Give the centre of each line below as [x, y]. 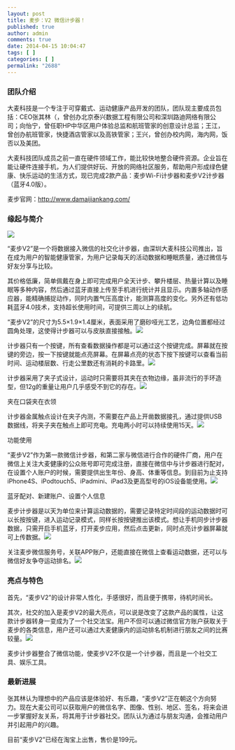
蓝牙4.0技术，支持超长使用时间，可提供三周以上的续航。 [94, 307]
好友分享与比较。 [32, 266]
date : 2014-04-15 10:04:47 [47, 46]
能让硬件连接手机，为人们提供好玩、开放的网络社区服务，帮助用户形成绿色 [114, 167]
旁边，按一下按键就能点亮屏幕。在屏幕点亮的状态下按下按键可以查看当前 [123, 355]
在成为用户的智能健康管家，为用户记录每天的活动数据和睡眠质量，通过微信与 [117, 257]
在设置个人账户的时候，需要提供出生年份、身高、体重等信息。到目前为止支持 [117, 472]
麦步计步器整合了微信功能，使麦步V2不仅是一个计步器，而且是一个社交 [109, 653]
